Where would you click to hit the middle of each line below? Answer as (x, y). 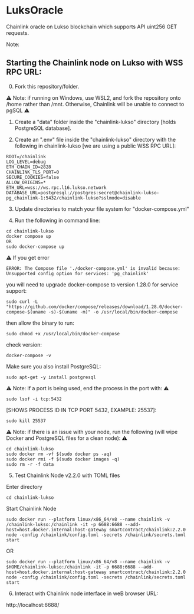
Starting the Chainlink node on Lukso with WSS (95, 63)
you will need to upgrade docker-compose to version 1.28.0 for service (92, 285)
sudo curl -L (22, 302)
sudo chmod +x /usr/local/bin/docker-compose (63, 334)
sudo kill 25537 (26, 421)
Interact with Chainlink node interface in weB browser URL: (86, 593)
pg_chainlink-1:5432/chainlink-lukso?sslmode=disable (74, 198)
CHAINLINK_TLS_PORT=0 (33, 172)
